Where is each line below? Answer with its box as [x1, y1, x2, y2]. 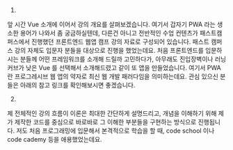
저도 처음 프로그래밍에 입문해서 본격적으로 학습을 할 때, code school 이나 [16, 126, 215, 135]
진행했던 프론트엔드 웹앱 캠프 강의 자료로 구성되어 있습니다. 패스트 [31, 37, 210, 46]
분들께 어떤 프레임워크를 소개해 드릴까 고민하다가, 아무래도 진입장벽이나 [19, 55, 214, 63]
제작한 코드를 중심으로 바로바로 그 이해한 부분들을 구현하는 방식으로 [14, 118, 197, 126]
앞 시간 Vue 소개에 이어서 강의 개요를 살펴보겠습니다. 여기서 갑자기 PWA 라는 [7, 20, 216, 28]
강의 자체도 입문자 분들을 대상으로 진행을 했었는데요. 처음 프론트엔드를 [14, 47, 204, 54]
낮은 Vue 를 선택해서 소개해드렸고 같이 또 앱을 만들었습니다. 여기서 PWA [25, 64, 221, 72]
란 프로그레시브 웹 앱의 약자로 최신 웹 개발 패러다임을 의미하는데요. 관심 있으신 [7, 72, 219, 81]
